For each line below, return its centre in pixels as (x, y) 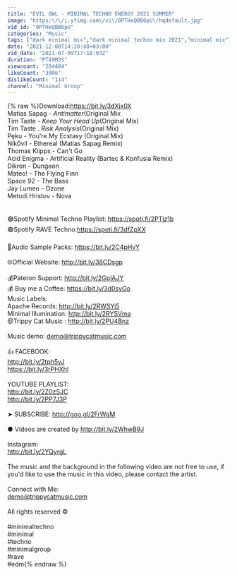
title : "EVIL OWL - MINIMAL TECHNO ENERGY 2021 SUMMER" (91, 14)
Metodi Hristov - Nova (39, 196)
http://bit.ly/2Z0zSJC (38, 392)
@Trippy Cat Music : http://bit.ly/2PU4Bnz (68, 321)
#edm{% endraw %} (37, 564)
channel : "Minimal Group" (45, 86)
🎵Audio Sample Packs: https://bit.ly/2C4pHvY (73, 247)
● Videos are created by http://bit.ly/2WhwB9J (76, 429)
